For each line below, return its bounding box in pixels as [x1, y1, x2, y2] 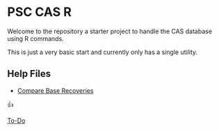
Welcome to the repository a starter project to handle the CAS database [7, 27, 213, 35]
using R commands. [7, 34, 64, 42]
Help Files [7, 68, 51, 80]
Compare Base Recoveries [17, 86, 94, 94]
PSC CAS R [7, 4, 72, 20]
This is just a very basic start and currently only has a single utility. [7, 48, 198, 56]
